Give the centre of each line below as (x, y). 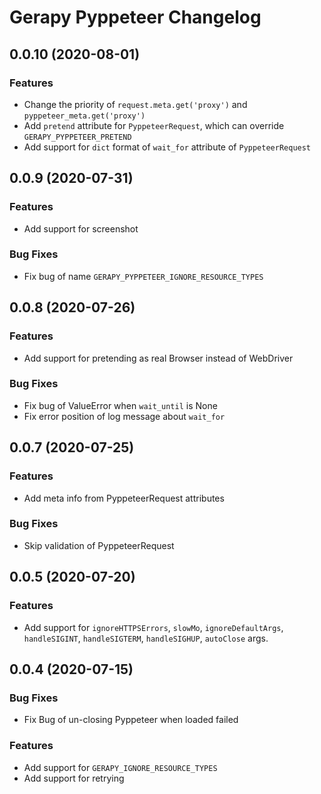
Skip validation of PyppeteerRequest (99, 545)
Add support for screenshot (81, 228)
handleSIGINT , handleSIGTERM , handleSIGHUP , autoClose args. (146, 638)
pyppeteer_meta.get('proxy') (84, 116)
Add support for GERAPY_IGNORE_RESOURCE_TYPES (120, 767)
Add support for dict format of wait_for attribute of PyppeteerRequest (167, 147)
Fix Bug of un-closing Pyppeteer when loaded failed (131, 720)
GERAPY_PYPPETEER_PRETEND (77, 137)
